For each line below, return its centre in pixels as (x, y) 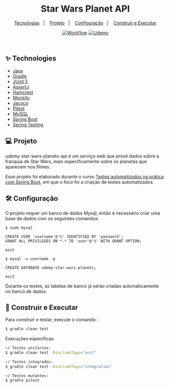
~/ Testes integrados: (29, 362)
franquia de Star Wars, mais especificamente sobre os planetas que (76, 161)
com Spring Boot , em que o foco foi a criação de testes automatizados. (80, 182)
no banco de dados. (26, 292)
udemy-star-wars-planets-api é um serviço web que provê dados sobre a (82, 156)
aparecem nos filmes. (28, 167)
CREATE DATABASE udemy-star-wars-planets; (51, 268)
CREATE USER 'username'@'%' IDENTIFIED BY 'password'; (64, 237)
